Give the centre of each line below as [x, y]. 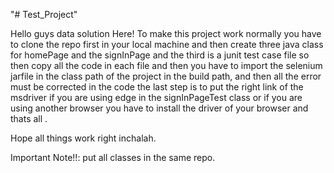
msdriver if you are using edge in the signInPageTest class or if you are [156, 97]
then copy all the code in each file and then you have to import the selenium [166, 65]
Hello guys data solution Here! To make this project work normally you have [166, 33]
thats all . [29, 118]
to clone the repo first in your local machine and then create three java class [167, 44]
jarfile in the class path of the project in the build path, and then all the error [166, 76]
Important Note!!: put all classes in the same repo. [113, 157]
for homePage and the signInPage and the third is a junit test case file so [160, 55]
